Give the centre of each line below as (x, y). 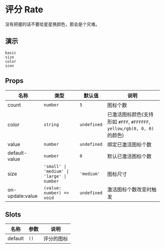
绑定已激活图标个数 (129, 144)
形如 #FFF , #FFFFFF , (129, 122)
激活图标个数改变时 (129, 189)
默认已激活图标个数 (129, 156)
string (51, 124)
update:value (23, 196)
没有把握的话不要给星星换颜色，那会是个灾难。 (52, 24)
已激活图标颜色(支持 (130, 114)
